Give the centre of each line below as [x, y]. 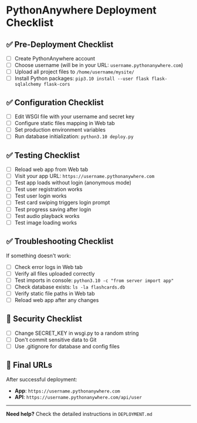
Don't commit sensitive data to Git [55, 340]
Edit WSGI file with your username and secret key [74, 117]
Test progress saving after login [53, 209]
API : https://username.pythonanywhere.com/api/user [78, 397]
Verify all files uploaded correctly [55, 273]
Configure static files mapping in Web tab [65, 123]
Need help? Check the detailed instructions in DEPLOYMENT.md [79, 414]
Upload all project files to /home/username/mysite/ [74, 72]
